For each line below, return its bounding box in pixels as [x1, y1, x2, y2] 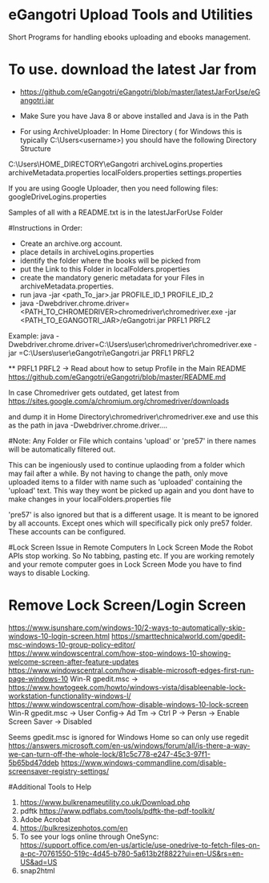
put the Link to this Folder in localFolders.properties [19, 264, 191, 274]
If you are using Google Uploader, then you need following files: [8, 183, 219, 193]
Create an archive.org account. [19, 239, 122, 248]
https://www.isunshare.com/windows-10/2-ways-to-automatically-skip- [8, 623, 246, 632]
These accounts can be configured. [8, 526, 126, 536]
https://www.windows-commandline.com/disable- [61, 758, 227, 767]
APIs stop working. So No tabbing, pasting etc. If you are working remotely [8, 550, 255, 560]
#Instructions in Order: [8, 223, 82, 232]
